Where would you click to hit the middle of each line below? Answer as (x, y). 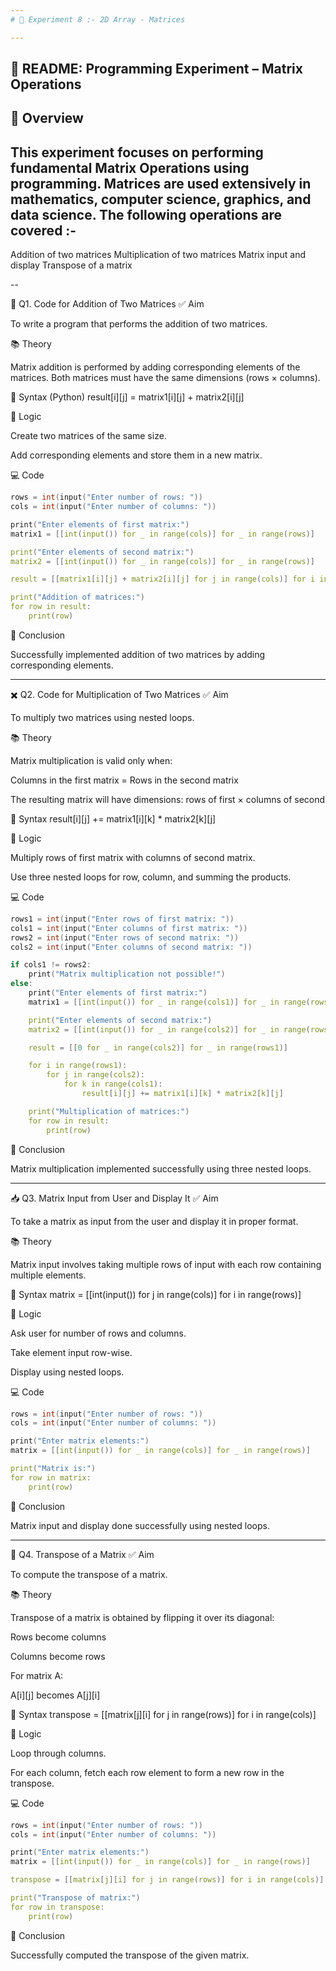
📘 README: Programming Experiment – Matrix (156, 69)
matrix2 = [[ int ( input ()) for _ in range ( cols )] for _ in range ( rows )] (162, 561)
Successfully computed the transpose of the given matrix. (130, 1955)
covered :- (43, 230)
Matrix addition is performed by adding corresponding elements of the (155, 367)
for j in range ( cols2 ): (95, 1075)
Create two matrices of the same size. (88, 436)
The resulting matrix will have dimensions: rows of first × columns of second (168, 799)
